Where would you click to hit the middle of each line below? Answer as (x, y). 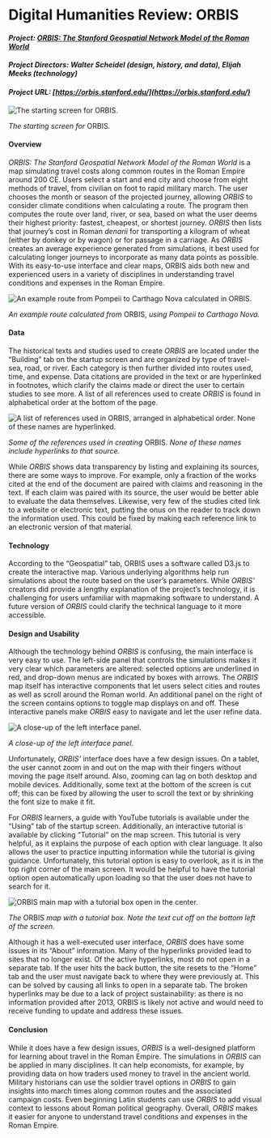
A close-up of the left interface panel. (71, 744)
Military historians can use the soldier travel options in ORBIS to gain (122, 1082)
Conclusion (28, 1029)
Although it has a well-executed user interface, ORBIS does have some (126, 942)
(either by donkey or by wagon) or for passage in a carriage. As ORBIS (126, 240)
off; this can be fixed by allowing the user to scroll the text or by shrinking (131, 793)
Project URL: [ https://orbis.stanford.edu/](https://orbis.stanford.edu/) (129, 92)
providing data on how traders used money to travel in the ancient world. (129, 1073)
